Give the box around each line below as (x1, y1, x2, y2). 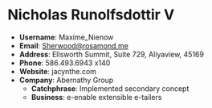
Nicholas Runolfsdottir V (7, 6, 175, 24)
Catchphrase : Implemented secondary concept (31, 83, 190, 93)
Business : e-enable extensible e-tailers (31, 92, 162, 102)
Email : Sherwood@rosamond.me (18, 40, 129, 50)
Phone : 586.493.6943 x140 (18, 58, 111, 68)
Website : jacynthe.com (18, 66, 97, 76)
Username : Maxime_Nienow (18, 32, 114, 42)
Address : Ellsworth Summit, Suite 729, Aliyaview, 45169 (18, 49, 204, 59)
